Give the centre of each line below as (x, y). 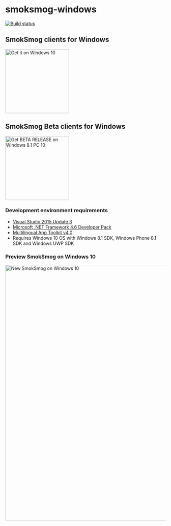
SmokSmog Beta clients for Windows (65, 127)
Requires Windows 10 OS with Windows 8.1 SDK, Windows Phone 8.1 (84, 238)
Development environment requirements (56, 211)
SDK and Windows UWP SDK (43, 243)
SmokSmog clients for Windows (57, 40)
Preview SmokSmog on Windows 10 (50, 257)
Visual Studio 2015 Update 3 (42, 221)
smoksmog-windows (51, 9)
